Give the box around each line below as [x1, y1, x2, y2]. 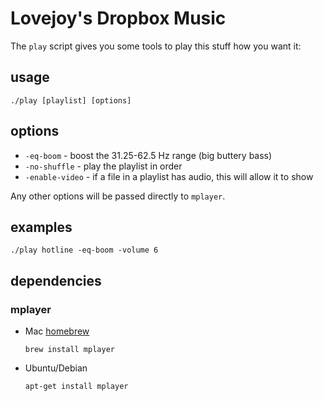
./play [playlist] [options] [10, 95, 132, 106]
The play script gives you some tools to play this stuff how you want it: [10, 40, 302, 52]
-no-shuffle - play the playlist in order [24, 160, 183, 172]
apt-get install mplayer [24, 382, 129, 392]
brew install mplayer [24, 345, 115, 355]
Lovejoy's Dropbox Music [10, 7, 227, 30]
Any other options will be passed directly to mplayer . [10, 190, 226, 202]
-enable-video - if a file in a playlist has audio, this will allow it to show [24, 170, 314, 182]
